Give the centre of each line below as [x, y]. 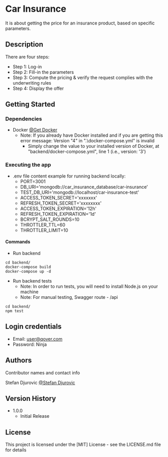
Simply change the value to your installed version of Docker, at [93, 146]
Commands [18, 242]
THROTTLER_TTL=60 [43, 224]
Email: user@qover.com [37, 339]
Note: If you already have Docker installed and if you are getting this [92, 135]
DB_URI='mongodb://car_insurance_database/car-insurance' [84, 187]
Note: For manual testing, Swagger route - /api [69, 297]
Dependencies [24, 119]
